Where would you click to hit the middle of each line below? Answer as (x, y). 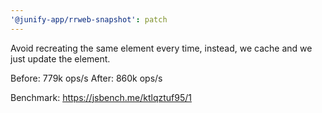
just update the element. (60, 58)
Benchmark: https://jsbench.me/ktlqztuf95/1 (101, 97)
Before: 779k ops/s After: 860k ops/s (86, 78)
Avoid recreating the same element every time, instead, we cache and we (161, 48)
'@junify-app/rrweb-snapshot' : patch (89, 19)
